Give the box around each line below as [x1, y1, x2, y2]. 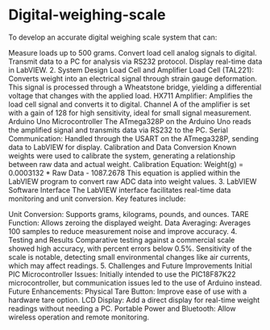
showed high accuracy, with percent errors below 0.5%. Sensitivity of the [8, 244, 252, 253]
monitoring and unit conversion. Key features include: [8, 194, 186, 203]
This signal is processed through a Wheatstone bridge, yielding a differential [8, 82, 262, 92]
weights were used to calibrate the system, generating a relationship [8, 151, 236, 161]
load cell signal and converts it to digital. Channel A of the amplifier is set [8, 99, 251, 109]
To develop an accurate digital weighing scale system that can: [8, 32, 218, 42]
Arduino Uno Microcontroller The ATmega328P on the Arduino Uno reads [8, 116, 251, 126]
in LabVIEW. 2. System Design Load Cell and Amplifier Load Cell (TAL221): [8, 65, 255, 74]
